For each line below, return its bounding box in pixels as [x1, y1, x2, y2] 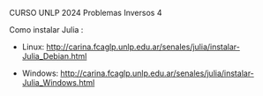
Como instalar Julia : [9, 25, 84, 34]
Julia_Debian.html [21, 51, 87, 61]
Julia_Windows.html [21, 78, 95, 87]
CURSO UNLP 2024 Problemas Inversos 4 [9, 8, 162, 18]
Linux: [21, 41, 45, 52]
